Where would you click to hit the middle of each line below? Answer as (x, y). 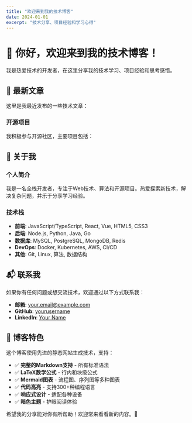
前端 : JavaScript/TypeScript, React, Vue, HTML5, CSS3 (81, 226)
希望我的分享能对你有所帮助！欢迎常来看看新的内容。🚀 (72, 414)
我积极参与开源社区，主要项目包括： (50, 136)
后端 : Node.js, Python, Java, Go (52, 233)
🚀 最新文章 (25, 90)
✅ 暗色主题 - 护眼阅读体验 (46, 402)
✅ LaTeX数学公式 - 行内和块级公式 (56, 373)
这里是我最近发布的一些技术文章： (47, 106)
